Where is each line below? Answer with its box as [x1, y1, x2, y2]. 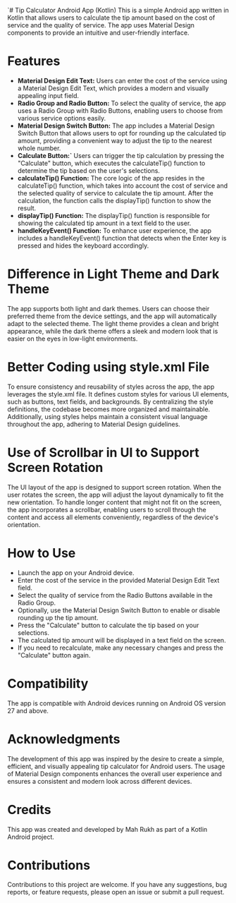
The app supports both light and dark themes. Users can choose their [7, 304, 210, 313]
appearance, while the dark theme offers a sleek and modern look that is [7, 327, 218, 335]
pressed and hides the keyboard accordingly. [17, 241, 149, 250]
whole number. [17, 144, 61, 152]
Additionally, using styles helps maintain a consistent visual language [7, 412, 208, 420]
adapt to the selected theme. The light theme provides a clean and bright [7, 319, 219, 327]
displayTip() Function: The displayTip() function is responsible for [17, 211, 210, 219]
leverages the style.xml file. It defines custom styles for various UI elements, [7, 389, 229, 398]
